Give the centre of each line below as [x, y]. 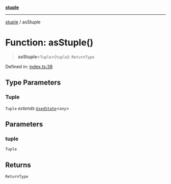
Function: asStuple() [49, 43]
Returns [18, 165]
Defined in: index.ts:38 [29, 66]
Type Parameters [33, 83]
